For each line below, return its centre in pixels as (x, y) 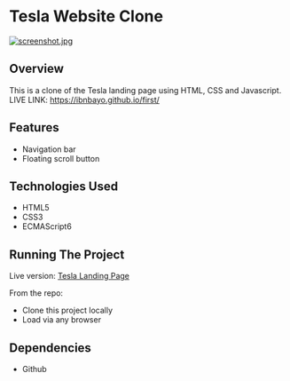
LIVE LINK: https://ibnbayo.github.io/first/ (84, 99)
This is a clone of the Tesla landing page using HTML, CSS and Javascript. (145, 90)
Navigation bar (49, 149)
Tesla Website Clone (86, 16)
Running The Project (67, 254)
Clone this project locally (67, 310)
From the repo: (36, 293)
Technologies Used (63, 186)
